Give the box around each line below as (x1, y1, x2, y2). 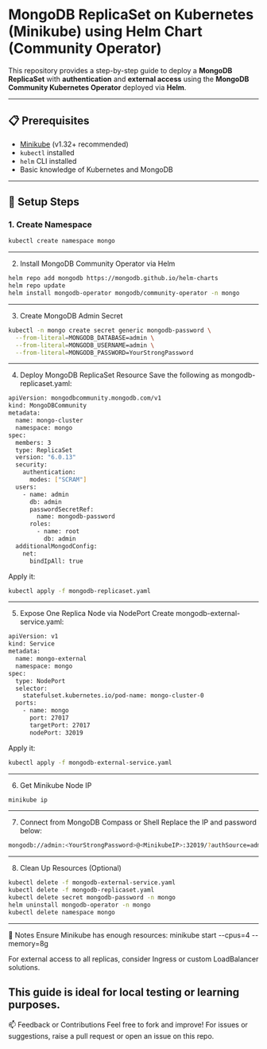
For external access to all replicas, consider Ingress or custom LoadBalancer (8, 953, 259, 964)
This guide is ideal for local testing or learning (8, 985, 240, 1000)
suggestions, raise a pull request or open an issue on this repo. (8, 1031, 215, 1040)
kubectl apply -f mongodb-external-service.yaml (8, 758, 172, 766)
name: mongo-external (15, 655, 87, 663)
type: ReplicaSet (15, 446, 73, 454)
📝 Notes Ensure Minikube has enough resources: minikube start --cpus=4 (8, 930, 250, 940)
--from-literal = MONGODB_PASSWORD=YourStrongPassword (15, 349, 194, 357)
